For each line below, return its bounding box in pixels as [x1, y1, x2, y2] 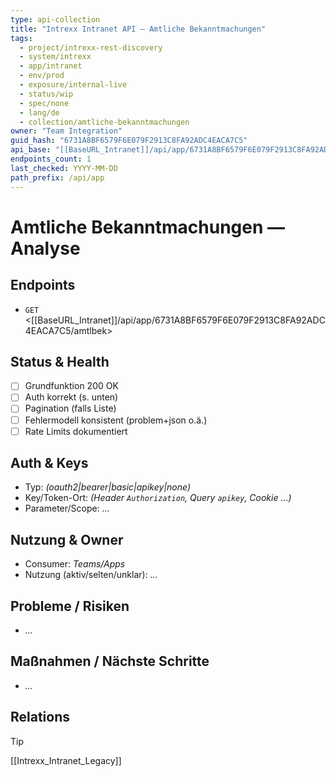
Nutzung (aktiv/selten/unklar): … [24, 569, 158, 581]
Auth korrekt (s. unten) [24, 391, 119, 403]
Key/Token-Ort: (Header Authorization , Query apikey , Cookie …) [24, 492, 292, 504]
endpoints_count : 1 [10, 154, 92, 164]
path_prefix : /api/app [10, 172, 105, 183]
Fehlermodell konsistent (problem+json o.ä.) [24, 414, 208, 426]
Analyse [10, 237, 81, 260]
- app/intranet [19, 61, 83, 71]
